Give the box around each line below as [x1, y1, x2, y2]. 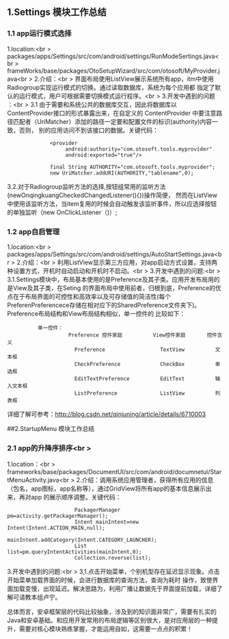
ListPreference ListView [74, 389, 185, 397]
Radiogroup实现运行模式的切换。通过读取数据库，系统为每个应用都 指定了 [7, 83, 215, 91]
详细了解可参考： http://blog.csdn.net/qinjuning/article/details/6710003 [7, 410, 206, 418]
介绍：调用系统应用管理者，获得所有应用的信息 [81, 476, 214, 484]
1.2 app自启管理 [7, 226, 60, 236]
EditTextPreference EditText [74, 375, 185, 382]
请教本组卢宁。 [18, 593, 62, 601]
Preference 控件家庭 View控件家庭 [68, 331, 186, 339]
